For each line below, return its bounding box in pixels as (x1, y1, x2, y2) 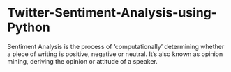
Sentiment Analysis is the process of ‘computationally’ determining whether (7, 42, 225, 51)
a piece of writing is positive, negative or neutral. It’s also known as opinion (7, 50, 223, 58)
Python (7, 19, 50, 35)
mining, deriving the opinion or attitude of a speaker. (7, 57, 158, 65)
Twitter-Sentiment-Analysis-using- (7, 5, 218, 21)
